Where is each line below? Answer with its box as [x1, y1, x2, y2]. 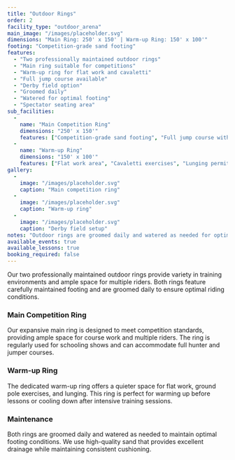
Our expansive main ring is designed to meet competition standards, [7, 326, 204, 335]
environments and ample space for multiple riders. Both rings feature [7, 278, 206, 286]
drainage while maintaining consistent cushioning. [7, 445, 152, 453]
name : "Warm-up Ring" [20, 147, 83, 154]
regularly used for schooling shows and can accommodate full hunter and [7, 341, 220, 349]
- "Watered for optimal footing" [13, 95, 111, 102]
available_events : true [7, 238, 77, 245]
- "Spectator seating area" [13, 102, 96, 109]
